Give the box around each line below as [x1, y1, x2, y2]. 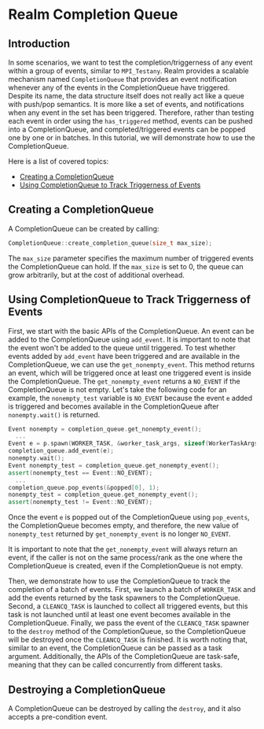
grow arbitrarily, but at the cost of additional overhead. [8, 270, 185, 279]
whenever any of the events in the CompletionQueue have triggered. [8, 83, 230, 92]
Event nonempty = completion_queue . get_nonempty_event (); [8, 425, 202, 433]
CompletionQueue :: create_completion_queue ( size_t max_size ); [8, 239, 213, 247]
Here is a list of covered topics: [8, 157, 109, 166]
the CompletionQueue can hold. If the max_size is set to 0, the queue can [8, 261, 244, 271]
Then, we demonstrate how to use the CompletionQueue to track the [8, 576, 230, 586]
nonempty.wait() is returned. [8, 409, 101, 419]
